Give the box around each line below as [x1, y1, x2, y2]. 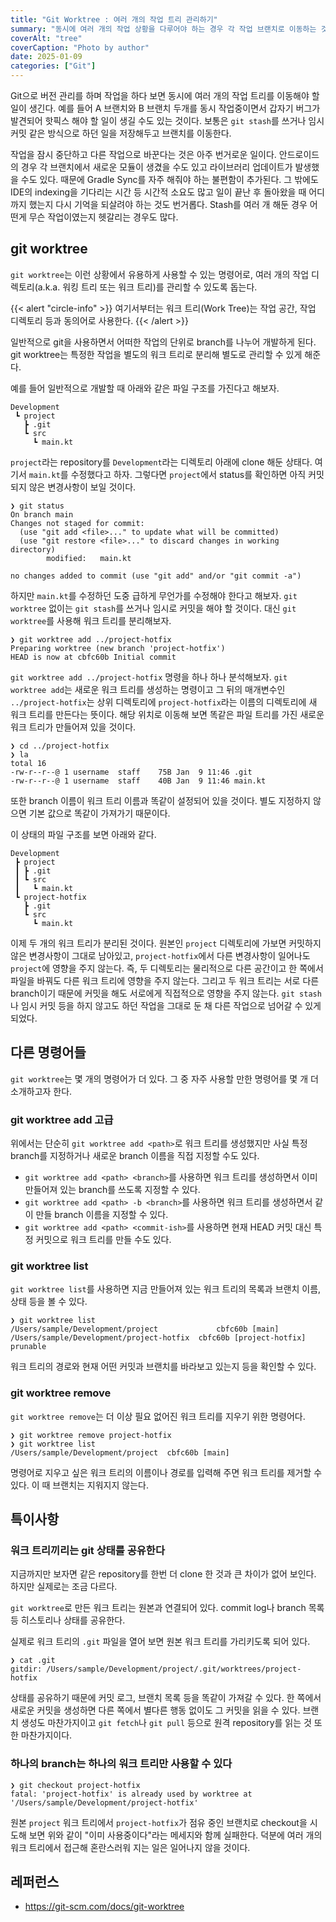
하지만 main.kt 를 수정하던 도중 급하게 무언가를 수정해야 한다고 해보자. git [10, 589, 298, 601]
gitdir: [10, 1664, 43, 1675]
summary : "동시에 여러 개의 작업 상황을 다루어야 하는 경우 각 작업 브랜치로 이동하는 [10, 24, 317, 34]
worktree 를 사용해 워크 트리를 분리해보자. [10, 614, 172, 626]
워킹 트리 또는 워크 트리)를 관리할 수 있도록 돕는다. [62, 281, 258, 293]
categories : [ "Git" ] [10, 61, 97, 71]
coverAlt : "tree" [10, 33, 83, 43]
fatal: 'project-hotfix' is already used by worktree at [10, 1789, 253, 1799]
